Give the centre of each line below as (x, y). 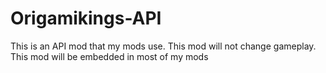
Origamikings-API (86, 18)
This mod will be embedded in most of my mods (109, 56)
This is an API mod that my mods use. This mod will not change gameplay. (163, 46)
